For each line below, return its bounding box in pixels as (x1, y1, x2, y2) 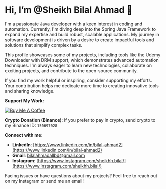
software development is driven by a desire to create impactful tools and (5, 37, 154, 43)
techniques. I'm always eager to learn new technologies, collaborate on (5, 62, 152, 68)
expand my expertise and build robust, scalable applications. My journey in (5, 31, 160, 37)
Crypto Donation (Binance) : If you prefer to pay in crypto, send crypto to (5, 117, 156, 123)
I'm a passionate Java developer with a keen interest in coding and (5, 21, 143, 27)
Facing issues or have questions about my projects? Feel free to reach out (5, 172, 157, 179)
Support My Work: (5, 97, 44, 104)
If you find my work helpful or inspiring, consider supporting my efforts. (5, 77, 152, 83)
